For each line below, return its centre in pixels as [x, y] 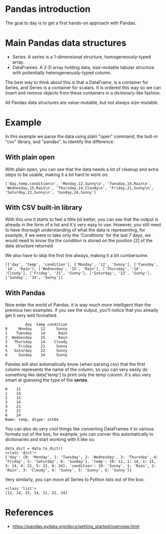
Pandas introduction [48, 9]
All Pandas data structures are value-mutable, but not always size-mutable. [82, 102]
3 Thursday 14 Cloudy [36, 342]
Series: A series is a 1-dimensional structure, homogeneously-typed [82, 57]
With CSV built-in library [44, 208]
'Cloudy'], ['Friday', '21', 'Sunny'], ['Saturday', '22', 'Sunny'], [79, 273]
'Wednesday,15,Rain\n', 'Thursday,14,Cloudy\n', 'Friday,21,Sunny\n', [80, 188]
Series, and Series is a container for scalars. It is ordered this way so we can [83, 88]
